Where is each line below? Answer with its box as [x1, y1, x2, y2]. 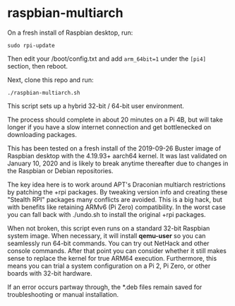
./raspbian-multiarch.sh [7, 89, 80, 96]
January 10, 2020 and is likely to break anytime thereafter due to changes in [7, 159, 229, 167]
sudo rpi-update [7, 42, 55, 49]
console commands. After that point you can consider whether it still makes [7, 246, 227, 255]
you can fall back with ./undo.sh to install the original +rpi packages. [7, 210, 206, 218]
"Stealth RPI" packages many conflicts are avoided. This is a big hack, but [7, 195, 222, 204]
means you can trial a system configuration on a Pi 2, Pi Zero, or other [7, 261, 211, 270]
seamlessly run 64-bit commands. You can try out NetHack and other [7, 239, 210, 247]
